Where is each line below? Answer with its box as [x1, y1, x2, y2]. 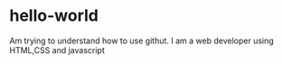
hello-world [9, 5, 99, 26]
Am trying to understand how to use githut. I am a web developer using [9, 35, 274, 46]
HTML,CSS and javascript [9, 44, 106, 55]
